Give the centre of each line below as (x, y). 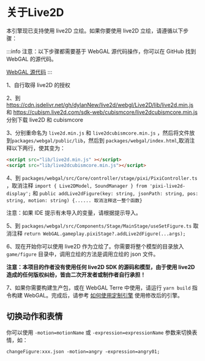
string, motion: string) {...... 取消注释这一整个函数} (74, 200)
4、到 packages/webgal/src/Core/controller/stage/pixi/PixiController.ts (102, 177)
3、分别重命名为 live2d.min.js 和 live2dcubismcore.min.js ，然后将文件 (98, 133)
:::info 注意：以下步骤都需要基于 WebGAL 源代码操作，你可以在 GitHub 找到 (101, 51)
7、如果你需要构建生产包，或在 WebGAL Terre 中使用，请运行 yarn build (99, 288)
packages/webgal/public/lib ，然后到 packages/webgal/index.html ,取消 (101, 140)
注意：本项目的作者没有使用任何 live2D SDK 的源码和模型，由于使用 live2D (101, 267)
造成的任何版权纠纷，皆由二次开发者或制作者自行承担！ (76, 274)
